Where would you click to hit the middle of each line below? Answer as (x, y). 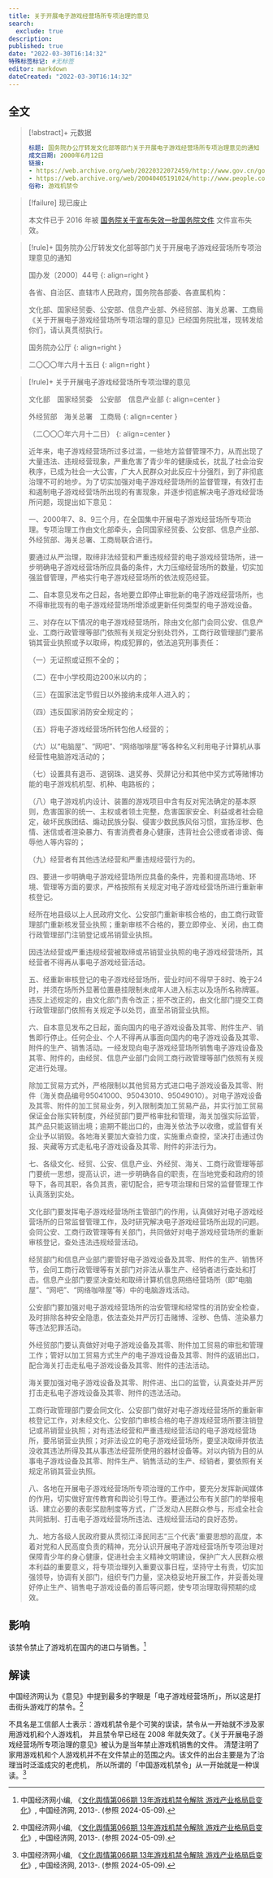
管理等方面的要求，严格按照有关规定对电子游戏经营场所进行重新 (149, 886)
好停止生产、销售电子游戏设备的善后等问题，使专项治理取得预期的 (139, 1587)
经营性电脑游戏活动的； (67, 756)
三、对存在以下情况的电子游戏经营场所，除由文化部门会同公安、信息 (142, 622)
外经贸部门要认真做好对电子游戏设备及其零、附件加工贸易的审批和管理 (146, 1345)
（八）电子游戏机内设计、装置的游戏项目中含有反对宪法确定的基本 (139, 801)
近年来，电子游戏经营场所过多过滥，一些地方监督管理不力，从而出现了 (146, 451)
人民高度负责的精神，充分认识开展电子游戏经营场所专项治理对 (160, 1546)
